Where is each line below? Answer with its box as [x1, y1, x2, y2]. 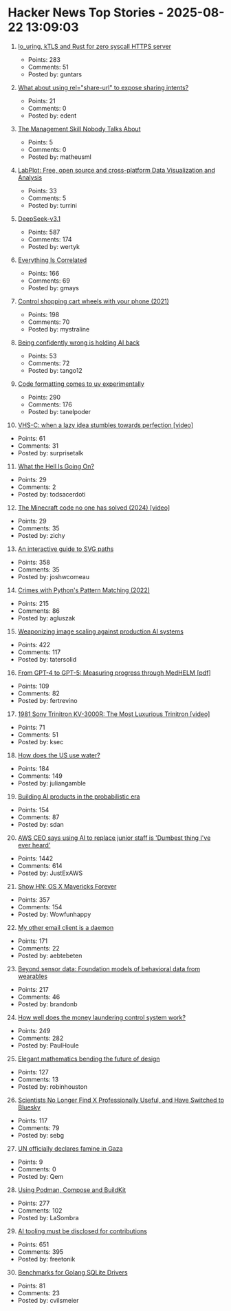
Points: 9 [17, 1158, 43, 1166]
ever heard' [17, 841, 51, 849]
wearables [17, 972, 47, 980]
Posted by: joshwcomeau [17, 572, 90, 581]
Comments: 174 [27, 235, 72, 243]
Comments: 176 [27, 400, 73, 409]
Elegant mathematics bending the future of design [17, 1054, 160, 1063]
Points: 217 [17, 985, 49, 993]
